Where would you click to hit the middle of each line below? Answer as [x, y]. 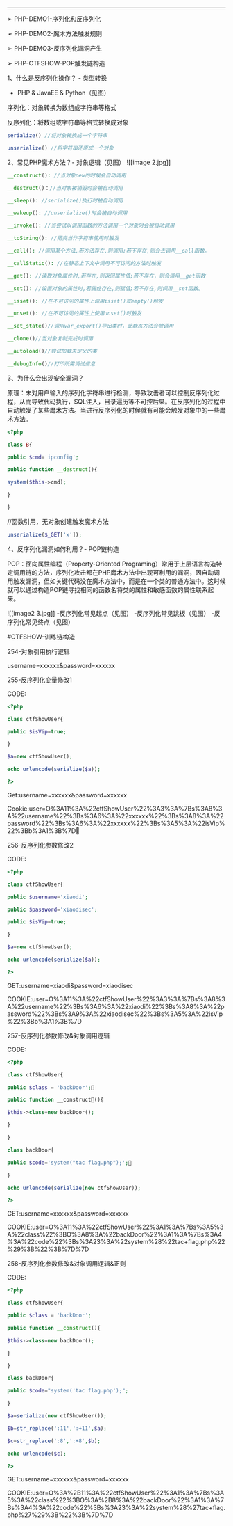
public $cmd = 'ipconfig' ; [43, 457]
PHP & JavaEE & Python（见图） [63, 93]
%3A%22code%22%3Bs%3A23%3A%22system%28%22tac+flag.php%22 [116, 1242]
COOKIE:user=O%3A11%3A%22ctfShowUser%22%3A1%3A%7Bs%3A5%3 [115, 1227]
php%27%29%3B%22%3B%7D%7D [60, 1515]
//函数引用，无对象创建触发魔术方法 [58, 521]
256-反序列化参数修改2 [41, 845]
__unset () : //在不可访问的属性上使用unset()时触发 [75, 314]
